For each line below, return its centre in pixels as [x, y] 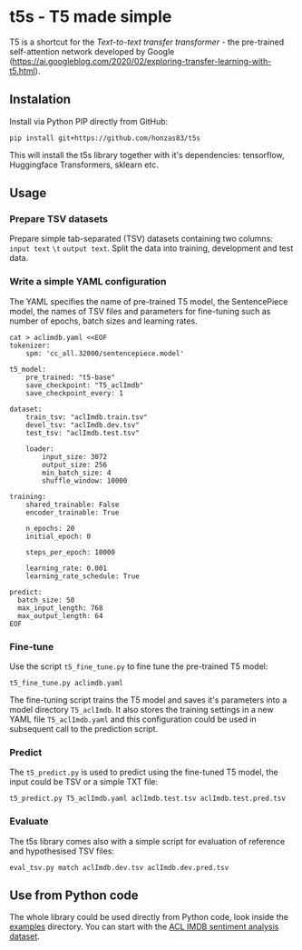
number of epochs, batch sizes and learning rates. [103, 321]
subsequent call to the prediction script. [84, 729]
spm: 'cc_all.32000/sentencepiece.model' [105, 353]
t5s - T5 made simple [91, 17]
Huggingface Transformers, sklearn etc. [84, 165]
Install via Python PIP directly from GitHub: [89, 121]
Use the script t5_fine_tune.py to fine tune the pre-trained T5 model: [139, 666]
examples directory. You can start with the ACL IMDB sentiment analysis [144, 927]
